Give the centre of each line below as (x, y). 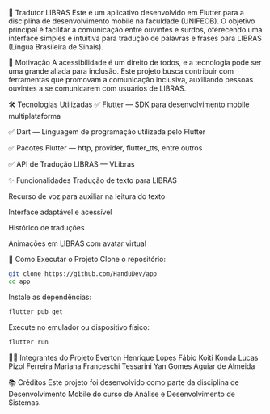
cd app (19, 281)
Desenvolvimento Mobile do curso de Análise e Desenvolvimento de (122, 394)
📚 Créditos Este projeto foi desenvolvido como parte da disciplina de (124, 382)
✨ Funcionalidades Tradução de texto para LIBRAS (93, 180)
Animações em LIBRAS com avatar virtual (78, 243)
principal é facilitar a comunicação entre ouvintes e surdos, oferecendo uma (135, 30)
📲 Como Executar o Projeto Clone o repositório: (87, 259)
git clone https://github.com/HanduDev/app (83, 274)
